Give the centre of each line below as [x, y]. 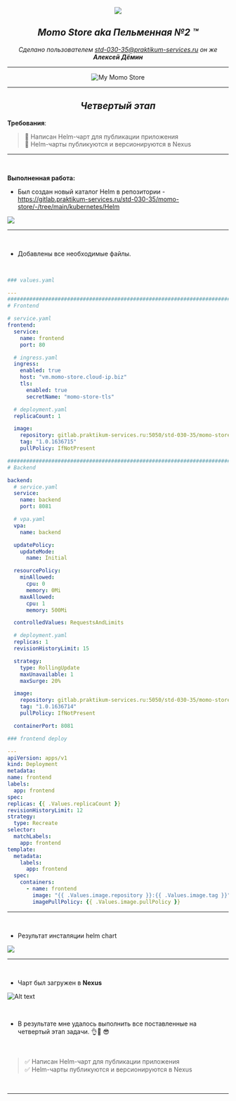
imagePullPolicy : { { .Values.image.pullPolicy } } [106, 902]
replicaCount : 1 [37, 416]
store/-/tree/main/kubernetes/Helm [68, 206]
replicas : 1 [31, 642]
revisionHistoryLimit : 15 [52, 648]
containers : [37, 882]
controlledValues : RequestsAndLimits [69, 623]
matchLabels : [33, 836]
